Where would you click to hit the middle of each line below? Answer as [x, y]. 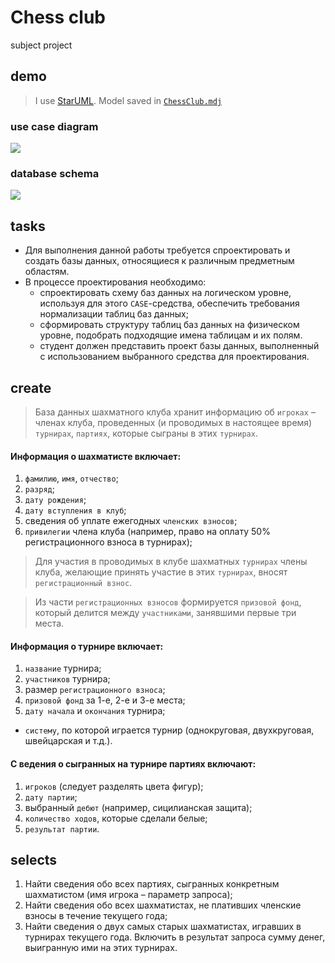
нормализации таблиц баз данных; [114, 314]
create [31, 387]
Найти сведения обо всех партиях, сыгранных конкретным [152, 884]
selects [34, 859]
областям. [47, 272]
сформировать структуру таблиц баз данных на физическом [169, 325]
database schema [55, 173]
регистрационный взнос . [83, 583]
